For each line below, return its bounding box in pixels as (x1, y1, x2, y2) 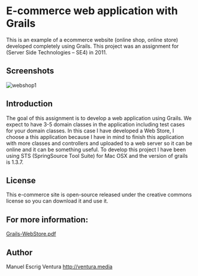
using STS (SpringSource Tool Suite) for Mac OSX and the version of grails (6, 152, 188, 159)
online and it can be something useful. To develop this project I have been (6, 146, 186, 153)
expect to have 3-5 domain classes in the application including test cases (6, 121, 185, 128)
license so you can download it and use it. (6, 197, 108, 204)
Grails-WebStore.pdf (6, 230, 56, 238)
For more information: (6, 215, 89, 225)
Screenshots (6, 66, 54, 76)
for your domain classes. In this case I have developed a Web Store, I (6, 127, 174, 134)
